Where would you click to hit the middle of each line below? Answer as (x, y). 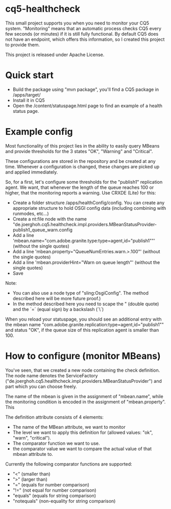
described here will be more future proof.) (57, 298)
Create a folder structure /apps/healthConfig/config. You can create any (89, 203)
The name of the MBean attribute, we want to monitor (69, 427)
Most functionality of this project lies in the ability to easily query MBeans (82, 146)
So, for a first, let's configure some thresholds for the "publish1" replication (84, 182)
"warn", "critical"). (32, 438)
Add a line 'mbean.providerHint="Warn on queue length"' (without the (86, 262)
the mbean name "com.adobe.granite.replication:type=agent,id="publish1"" (85, 324)
